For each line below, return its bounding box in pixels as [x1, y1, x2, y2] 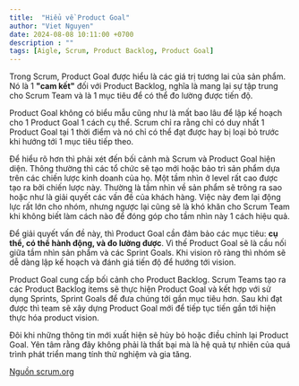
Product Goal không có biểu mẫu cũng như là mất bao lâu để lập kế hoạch [9, 108, 283, 118]
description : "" [9, 38, 74, 48]
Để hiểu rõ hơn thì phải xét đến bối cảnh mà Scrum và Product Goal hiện [9, 154, 276, 164]
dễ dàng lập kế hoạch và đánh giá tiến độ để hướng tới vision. [9, 257, 236, 268]
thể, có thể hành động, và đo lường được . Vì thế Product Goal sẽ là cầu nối [9, 238, 286, 249]
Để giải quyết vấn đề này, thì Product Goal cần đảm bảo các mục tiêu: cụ [9, 228, 278, 239]
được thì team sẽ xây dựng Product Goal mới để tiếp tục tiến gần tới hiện [9, 303, 276, 314]
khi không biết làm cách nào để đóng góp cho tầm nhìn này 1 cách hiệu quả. [9, 211, 290, 222]
